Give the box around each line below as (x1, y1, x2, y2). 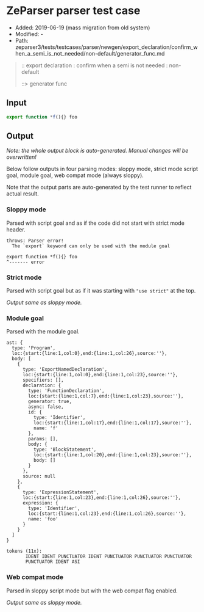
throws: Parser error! (6, 238, 64, 244)
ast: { (6, 340, 23, 346)
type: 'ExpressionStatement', (22, 489, 99, 495)
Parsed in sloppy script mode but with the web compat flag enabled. (6, 587, 178, 594)
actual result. (6, 190, 39, 197)
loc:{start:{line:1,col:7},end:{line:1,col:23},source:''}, (28, 393, 184, 399)
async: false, (28, 404, 64, 410)
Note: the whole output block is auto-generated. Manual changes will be (6, 147, 189, 155)
